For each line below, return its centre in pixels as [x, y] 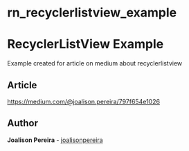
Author [22, 123]
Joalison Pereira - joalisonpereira [55, 140]
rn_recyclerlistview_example [92, 13]
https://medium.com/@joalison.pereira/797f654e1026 [84, 101]
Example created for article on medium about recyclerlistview [95, 63]
